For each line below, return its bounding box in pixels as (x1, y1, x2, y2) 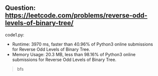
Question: (5, 4, 36, 12)
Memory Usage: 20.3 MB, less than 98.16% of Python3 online (12, 51, 136, 57)
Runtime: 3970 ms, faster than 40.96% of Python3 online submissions (12, 41, 153, 47)
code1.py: (5, 31, 24, 38)
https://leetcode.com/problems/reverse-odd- (5, 12, 148, 20)
